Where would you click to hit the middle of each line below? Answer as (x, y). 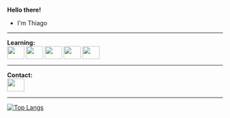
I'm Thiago (32, 23)
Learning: (21, 43)
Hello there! (24, 10)
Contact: (20, 75)
